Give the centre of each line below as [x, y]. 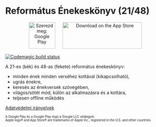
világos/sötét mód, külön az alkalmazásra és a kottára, [69, 92]
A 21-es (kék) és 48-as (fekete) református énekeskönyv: [65, 67]
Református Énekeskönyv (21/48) [77, 11]
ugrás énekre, [27, 82]
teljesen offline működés [38, 98]
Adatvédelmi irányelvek [30, 108]
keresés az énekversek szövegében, [51, 87]
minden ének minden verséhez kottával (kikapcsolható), [71, 76]
